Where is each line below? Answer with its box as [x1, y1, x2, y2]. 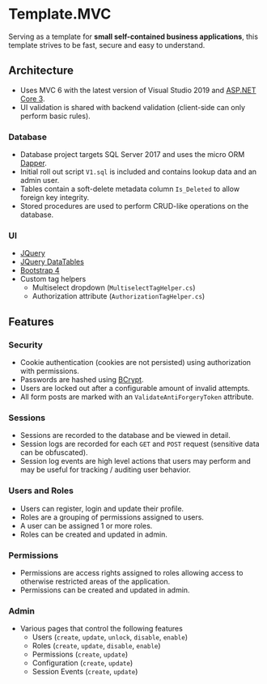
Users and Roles [8, 485, 74, 496]
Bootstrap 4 [19, 266, 60, 275]
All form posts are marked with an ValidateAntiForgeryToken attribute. [19, 392, 254, 401]
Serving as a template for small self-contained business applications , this [8, 32, 259, 41]
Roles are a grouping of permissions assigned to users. [19, 512, 205, 522]
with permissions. [19, 366, 79, 376]
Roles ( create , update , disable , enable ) [32, 641, 161, 651]
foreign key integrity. [19, 193, 90, 202]
